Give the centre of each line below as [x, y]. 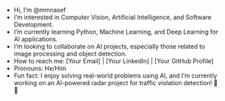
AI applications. [36, 39]
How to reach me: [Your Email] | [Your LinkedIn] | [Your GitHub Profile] [114, 61]
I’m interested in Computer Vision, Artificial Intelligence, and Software [112, 17]
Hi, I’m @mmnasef [40, 10]
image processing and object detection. [70, 54]
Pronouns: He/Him [40, 68]
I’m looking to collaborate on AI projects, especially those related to [109, 46]
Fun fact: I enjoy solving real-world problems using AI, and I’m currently [115, 76]
